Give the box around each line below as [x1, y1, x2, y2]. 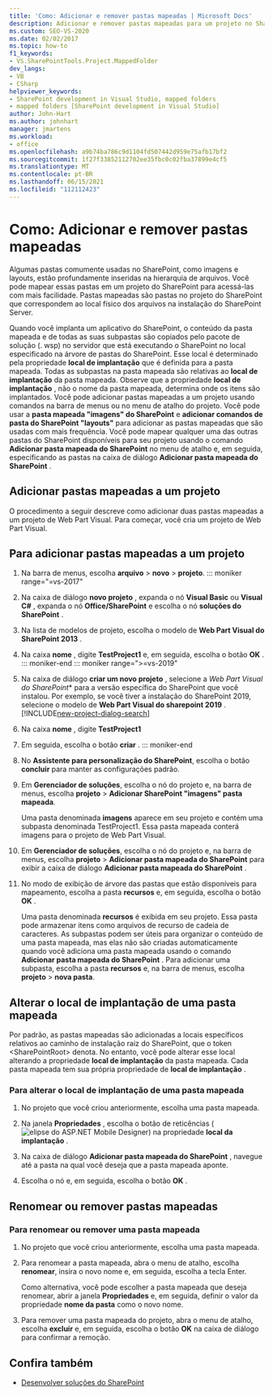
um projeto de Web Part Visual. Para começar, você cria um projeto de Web [9, 514, 262, 524]
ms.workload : [9, 132, 53, 140]
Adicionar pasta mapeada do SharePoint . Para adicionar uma [20, 955, 230, 965]
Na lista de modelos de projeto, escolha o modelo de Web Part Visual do [20, 625, 265, 635]
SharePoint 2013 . [20, 634, 83, 644]
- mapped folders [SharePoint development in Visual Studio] [9, 102, 220, 110]
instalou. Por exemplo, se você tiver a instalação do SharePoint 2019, [20, 691, 252, 702]
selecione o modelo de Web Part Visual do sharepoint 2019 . [20, 700, 226, 710]
